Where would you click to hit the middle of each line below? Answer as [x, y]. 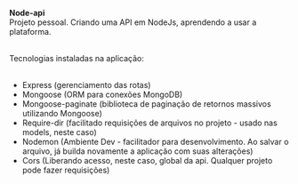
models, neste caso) [60, 132]
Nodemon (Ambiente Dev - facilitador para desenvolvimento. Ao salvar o [155, 142]
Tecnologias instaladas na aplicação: [77, 58]
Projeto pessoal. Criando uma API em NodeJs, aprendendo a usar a [133, 22]
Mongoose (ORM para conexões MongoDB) [102, 94]
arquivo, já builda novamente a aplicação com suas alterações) [137, 151]
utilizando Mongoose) [62, 113]
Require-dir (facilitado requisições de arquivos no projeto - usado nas [149, 123]
